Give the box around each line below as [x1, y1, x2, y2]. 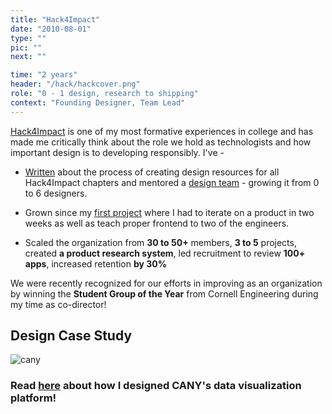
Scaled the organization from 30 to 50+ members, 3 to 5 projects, [24, 236, 297, 248]
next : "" [10, 52, 47, 62]
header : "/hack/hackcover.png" [10, 79, 141, 90]
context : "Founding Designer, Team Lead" [10, 97, 186, 108]
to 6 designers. [24, 187, 88, 199]
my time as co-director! [10, 298, 107, 310]
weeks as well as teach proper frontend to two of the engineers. [24, 217, 290, 229]
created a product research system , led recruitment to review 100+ [24, 247, 306, 259]
